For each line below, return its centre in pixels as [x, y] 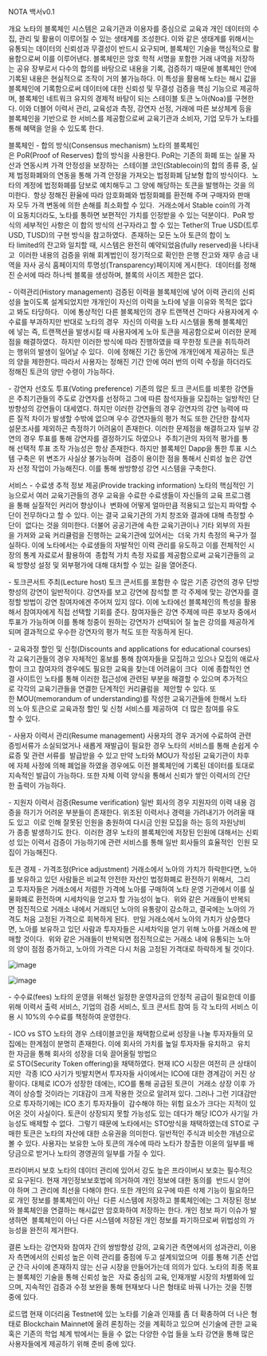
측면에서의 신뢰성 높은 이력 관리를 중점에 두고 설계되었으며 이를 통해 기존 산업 [137, 1257]
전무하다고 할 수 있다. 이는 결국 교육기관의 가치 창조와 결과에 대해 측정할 [134, 515]
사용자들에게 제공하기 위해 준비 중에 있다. [72, 1344]
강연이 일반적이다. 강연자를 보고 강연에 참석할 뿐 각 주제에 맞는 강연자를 [140, 592]
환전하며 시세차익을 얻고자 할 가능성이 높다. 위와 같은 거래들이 [132, 899]
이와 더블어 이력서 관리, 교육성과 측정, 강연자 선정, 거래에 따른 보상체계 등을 [135, 108]
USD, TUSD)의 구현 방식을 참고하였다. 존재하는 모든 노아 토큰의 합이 [116, 235]
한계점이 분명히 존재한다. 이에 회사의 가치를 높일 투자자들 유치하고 [131, 1044]
